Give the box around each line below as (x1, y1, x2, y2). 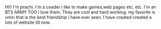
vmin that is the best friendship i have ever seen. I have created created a (5, 14, 152, 20)
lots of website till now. (5, 19, 51, 25)
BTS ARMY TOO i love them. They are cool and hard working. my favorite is (5, 9, 155, 15)
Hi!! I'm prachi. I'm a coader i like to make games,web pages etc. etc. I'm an (5, 4, 156, 10)
